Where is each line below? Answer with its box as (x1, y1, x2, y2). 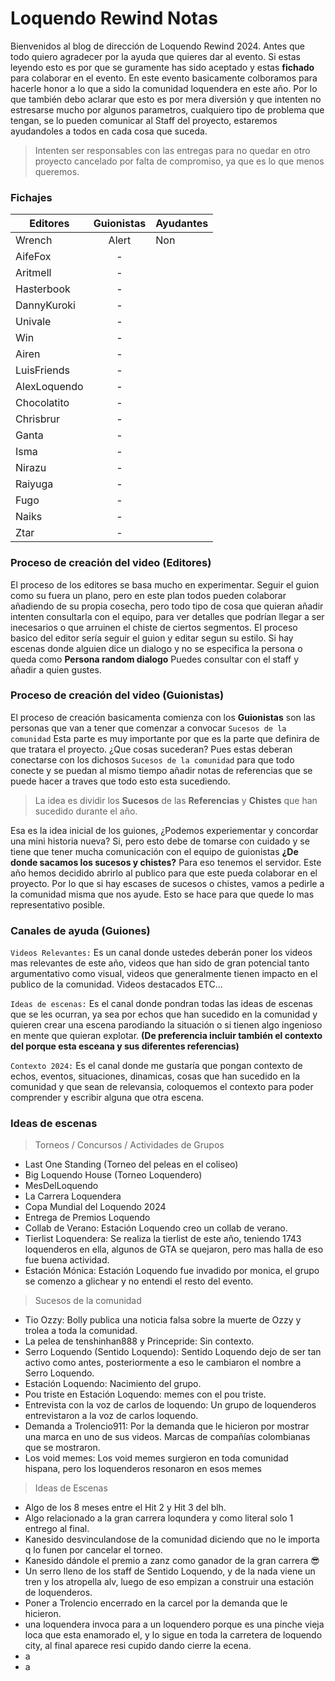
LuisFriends (15, 363, 70, 377)
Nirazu (15, 461, 47, 475)
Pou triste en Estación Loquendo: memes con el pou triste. (24, 1388, 267, 1401)
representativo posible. (10, 898, 106, 911)
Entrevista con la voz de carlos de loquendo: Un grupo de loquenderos (24, 1399, 317, 1411)
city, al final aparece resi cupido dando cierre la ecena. (24, 1640, 252, 1652)
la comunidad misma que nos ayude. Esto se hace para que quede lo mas (10, 888, 315, 900)
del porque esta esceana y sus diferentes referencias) (10, 1040, 240, 1052)
